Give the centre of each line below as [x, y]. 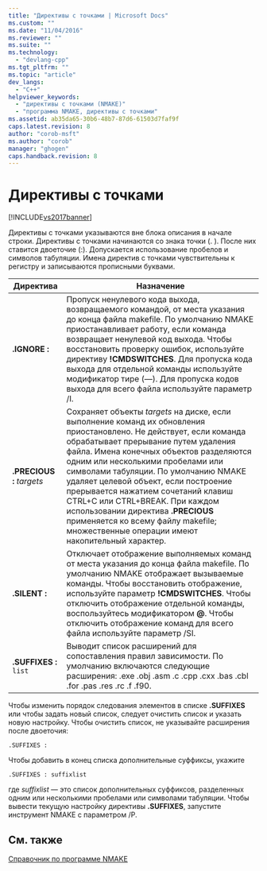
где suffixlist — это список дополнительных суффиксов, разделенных [126, 790]
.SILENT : [30, 594]
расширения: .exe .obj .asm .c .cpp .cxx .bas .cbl [157, 676]
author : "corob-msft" [44, 134]
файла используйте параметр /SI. [131, 633]
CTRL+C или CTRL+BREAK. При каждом [143, 501]
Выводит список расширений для [132, 646]
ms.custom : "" [32, 23]
